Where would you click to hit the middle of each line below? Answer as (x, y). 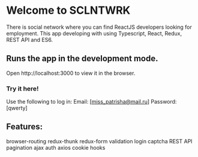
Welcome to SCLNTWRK (68, 10)
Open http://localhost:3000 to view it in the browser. (71, 73)
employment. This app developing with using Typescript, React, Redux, (94, 33)
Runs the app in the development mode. (82, 58)
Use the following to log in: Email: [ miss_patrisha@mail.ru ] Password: (91, 102)
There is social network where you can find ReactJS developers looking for (99, 27)
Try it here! (22, 89)
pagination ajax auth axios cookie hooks (56, 147)
